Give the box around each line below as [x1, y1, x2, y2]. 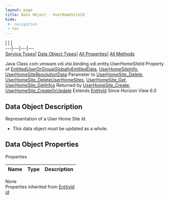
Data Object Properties [5, 140, 79, 149]
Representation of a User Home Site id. [5, 115, 87, 122]
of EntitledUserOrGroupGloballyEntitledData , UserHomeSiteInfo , [5, 66, 139, 72]
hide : [5, 17, 17, 22]
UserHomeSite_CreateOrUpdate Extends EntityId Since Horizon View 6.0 [5, 88, 157, 94]
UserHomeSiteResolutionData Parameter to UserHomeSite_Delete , [5, 71, 144, 77]
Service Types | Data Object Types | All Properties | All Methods [5, 51, 135, 57]
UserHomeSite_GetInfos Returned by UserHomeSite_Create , [5, 82, 131, 89]
